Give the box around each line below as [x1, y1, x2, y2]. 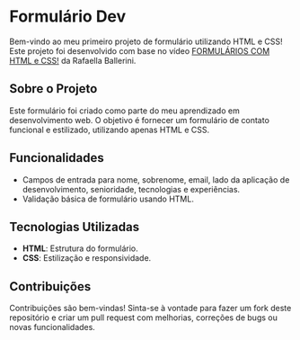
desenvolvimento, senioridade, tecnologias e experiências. [22, 183, 241, 194]
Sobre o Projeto [9, 81, 98, 96]
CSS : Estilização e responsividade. [22, 253, 152, 264]
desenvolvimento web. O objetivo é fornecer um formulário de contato [9, 114, 269, 125]
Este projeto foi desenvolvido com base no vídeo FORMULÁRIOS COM [9, 45, 270, 56]
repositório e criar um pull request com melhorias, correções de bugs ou [9, 312, 278, 323]
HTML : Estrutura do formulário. [22, 243, 138, 254]
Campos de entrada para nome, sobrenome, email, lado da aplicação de [22, 174, 290, 185]
